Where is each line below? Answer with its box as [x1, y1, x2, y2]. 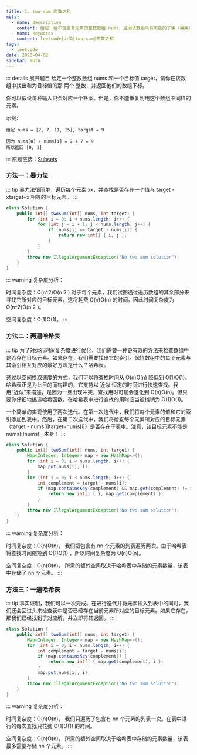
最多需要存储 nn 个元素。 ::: [6, 743, 73, 750]
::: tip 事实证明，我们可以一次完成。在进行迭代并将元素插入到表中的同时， [6, 600, 184, 607]
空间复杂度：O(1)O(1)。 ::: [6, 316, 68, 323]
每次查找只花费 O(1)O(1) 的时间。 [16, 723, 96, 730]
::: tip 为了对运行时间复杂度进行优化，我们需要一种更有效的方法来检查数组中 [6, 347, 189, 354]
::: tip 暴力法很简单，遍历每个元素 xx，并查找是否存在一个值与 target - [6, 186, 175, 193]
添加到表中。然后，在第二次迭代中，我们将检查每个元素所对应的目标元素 [11, 415, 186, 422]
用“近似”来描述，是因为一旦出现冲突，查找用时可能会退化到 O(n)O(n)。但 [6, 388, 183, 395]
